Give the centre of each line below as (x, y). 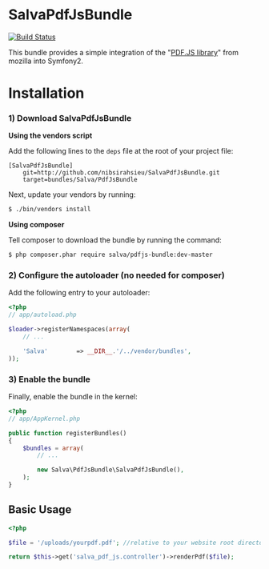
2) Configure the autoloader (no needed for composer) (117, 275)
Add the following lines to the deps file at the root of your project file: (121, 151)
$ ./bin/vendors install (50, 210)
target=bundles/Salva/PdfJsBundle (80, 180)
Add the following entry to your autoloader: (79, 293)
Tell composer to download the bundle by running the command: (115, 240)
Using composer (36, 225)
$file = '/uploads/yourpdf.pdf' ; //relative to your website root (121, 543)
